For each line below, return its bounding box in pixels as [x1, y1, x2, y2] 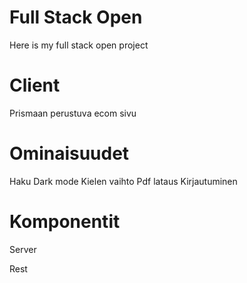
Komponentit [9, 211, 121, 233]
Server [9, 243, 37, 255]
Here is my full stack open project [9, 39, 149, 51]
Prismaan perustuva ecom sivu [9, 107, 137, 119]
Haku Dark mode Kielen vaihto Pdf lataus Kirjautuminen [9, 175, 238, 187]
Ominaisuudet [9, 142, 130, 165]
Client [9, 74, 61, 97]
